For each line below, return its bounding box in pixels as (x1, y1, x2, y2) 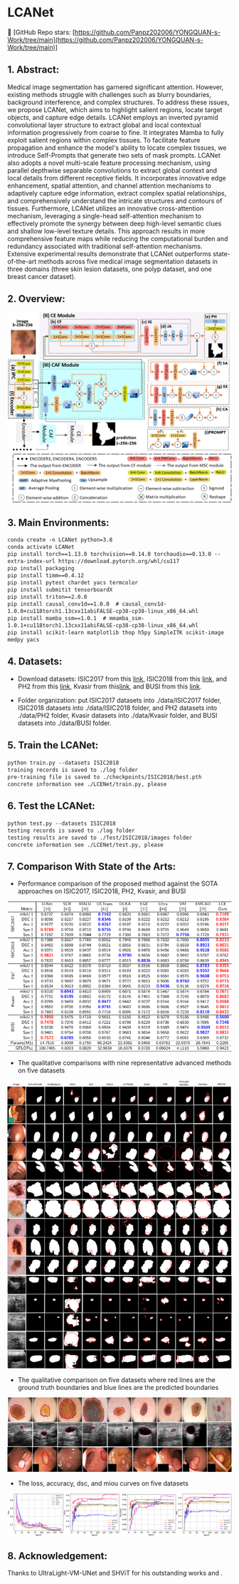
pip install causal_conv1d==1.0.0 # (7, 601, 119, 608)
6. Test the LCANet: (7, 800, 96, 812)
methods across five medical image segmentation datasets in (38, 257, 218, 265)
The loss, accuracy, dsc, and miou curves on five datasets (17, 1479, 188, 1488)
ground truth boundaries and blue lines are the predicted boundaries (17, 1384, 219, 1392)
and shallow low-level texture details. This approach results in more (7, 226, 206, 235)
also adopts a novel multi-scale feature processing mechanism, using (7, 158, 211, 167)
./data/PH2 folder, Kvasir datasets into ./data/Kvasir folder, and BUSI (17, 711, 218, 719)
